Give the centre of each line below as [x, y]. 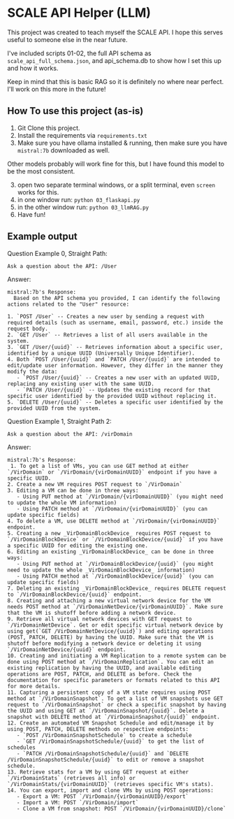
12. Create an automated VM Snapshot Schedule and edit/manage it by [111, 723]
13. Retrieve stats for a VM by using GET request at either [98, 772]
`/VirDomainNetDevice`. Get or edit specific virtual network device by [115, 625]
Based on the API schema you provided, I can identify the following [117, 298]
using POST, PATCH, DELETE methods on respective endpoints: [98, 729]
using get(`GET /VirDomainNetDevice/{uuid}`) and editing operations [111, 631]
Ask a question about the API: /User [62, 266]
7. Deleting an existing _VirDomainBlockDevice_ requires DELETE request [117, 588]
